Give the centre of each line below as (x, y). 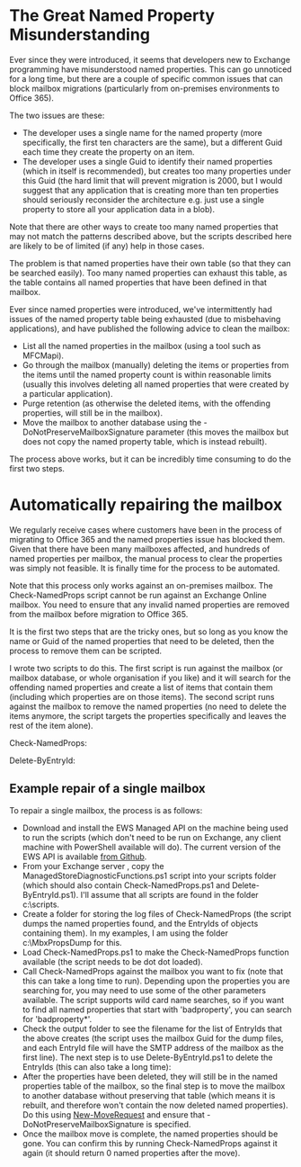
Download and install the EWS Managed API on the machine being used (155, 828)
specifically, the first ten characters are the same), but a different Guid (152, 142)
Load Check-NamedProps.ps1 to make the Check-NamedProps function (155, 952)
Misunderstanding (80, 35)
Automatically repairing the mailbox (146, 505)
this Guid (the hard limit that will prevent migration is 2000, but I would (152, 180)
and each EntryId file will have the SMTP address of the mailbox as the (153, 1047)
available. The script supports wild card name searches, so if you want (153, 1000)
